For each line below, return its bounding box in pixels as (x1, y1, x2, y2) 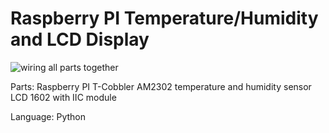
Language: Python (10, 110, 87, 122)
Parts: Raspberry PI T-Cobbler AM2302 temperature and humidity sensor (10, 80, 312, 92)
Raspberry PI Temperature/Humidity (10, 7, 319, 30)
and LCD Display (10, 28, 150, 51)
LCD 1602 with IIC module (10, 91, 117, 103)
